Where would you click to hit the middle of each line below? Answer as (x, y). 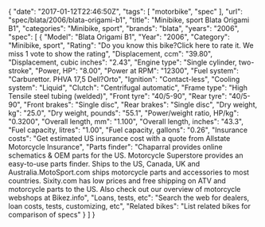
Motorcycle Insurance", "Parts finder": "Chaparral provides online (115, 147)
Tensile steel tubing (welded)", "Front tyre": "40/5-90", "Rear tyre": (118, 96)
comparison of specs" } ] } (52, 215)
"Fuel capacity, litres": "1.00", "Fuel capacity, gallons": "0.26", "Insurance (128, 130)
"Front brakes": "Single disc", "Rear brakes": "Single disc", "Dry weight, (140, 104)
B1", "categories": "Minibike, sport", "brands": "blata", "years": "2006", (124, 28)
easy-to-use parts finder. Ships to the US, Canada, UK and (104, 164)
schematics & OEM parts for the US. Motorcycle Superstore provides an (126, 155)
